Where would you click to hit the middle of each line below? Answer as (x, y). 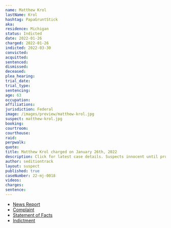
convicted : (17, 52)
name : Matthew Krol (26, 10)
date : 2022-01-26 (24, 39)
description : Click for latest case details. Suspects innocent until (82, 157)
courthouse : (18, 133)
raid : (11, 138)
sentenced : (17, 62)
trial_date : (18, 81)
